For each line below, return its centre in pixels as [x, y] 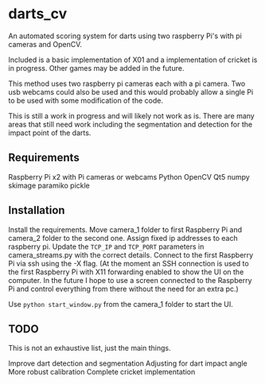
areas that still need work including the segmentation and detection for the [131, 124]
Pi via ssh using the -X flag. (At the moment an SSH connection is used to [129, 263]
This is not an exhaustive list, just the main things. [90, 348]
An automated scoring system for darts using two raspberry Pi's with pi [125, 36]
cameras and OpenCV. [45, 44]
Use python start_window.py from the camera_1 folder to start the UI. [121, 304]
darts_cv [38, 14]
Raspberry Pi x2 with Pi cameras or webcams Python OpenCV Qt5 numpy [129, 176]
